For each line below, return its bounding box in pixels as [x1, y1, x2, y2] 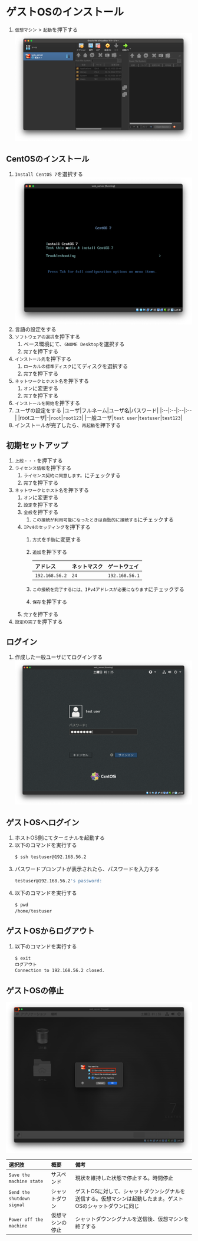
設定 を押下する [23, 501, 59, 508]
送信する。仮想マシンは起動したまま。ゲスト [75, 1195, 184, 1202]
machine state [8, 1178, 44, 1184]
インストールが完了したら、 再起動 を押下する [14, 421, 121, 428]
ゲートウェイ [108, 563, 140, 570]
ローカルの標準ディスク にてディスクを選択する [23, 362, 128, 369]
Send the [8, 1190, 31, 1196]
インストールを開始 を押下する [14, 399, 81, 406]
